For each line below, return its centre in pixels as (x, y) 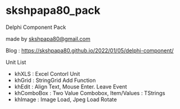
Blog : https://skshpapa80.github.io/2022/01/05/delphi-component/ (90, 50)
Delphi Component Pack (36, 27)
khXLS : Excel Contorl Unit (47, 73)
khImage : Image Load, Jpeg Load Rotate (66, 99)
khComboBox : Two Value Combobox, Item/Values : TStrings (90, 93)
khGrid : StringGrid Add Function (55, 80)
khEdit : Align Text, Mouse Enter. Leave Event (71, 86)
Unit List (16, 62)
